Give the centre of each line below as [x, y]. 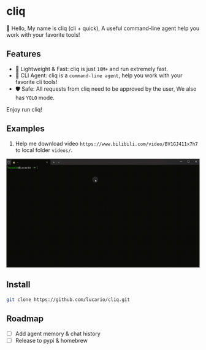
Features [24, 54]
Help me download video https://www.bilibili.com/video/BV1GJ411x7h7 [106, 143]
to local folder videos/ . [44, 150]
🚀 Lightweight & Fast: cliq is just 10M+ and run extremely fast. [92, 69]
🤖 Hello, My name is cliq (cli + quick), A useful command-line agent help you [103, 28]
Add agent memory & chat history [58, 333]
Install [18, 285]
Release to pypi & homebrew [51, 340]
